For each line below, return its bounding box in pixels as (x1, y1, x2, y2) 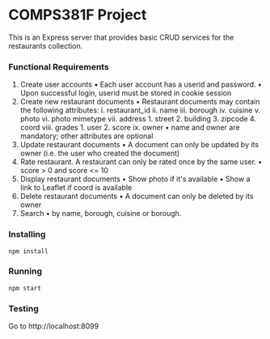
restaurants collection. (8, 40, 83, 50)
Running (8, 265, 43, 277)
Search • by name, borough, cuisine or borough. (19, 209, 182, 218)
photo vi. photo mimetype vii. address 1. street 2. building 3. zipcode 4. (19, 114, 257, 124)
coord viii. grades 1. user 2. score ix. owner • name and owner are (19, 123, 240, 133)
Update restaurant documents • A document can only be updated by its (19, 140, 259, 150)
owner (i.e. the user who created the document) (19, 148, 180, 159)
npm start (8, 284, 42, 292)
